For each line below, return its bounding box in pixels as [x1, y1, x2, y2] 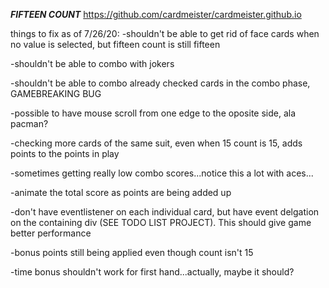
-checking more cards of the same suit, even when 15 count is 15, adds [10, 137, 303, 149]
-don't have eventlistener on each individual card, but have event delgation [10, 206, 320, 218]
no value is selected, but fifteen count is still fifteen [10, 39, 221, 50]
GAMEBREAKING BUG [10, 88, 102, 99]
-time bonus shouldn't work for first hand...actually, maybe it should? [10, 266, 295, 278]
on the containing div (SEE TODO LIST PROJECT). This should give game [10, 217, 312, 228]
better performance [10, 227, 92, 239]
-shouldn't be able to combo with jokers [10, 58, 175, 69]
